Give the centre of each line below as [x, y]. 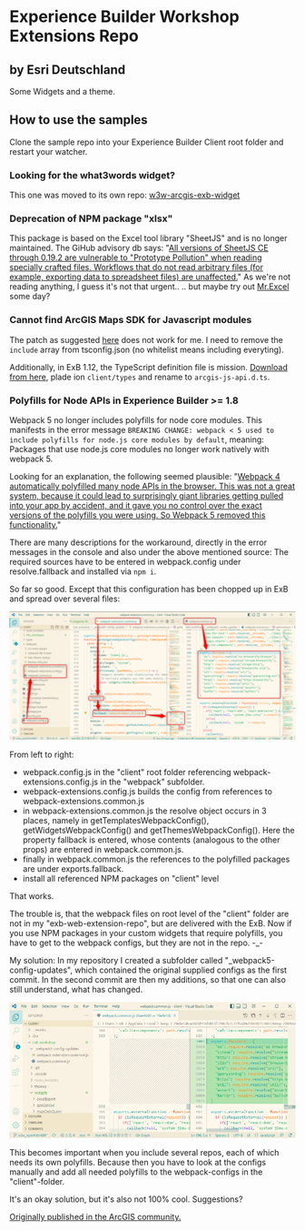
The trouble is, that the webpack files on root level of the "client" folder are [149, 914]
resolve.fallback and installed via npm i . [83, 571]
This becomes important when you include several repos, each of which [144, 1152]
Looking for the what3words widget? [92, 175]
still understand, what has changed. [76, 990]
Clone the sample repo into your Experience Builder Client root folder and [147, 142]
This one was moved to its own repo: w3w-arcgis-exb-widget [125, 195]
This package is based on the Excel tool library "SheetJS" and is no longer [148, 238]
